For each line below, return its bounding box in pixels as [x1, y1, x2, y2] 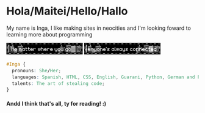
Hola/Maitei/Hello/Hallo [6, 4, 128, 18]
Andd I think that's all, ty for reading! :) [6, 100, 107, 107]
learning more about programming [6, 30, 93, 38]
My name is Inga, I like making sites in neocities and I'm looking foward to [6, 24, 191, 32]
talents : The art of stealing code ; [12, 80, 105, 86]
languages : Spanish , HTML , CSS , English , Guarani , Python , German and [12, 74, 195, 80]
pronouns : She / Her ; [12, 67, 62, 74]
